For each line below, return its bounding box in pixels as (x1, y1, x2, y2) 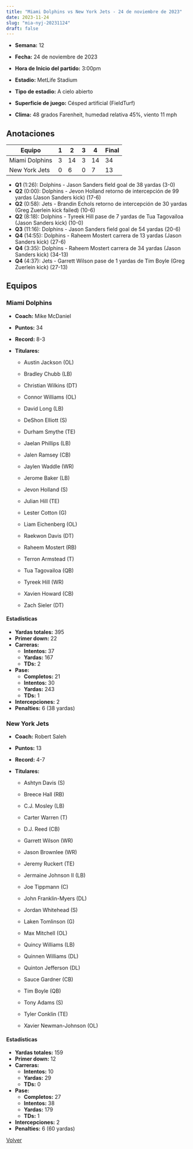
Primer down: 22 (14, 634, 58, 642)
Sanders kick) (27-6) (14, 238, 66, 245)
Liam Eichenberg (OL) (23, 520, 77, 528)
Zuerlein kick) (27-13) (14, 264, 68, 271)
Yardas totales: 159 (14, 1049, 64, 1056)
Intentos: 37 (23, 647, 55, 654)
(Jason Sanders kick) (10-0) (14, 219, 84, 227)
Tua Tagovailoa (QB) (23, 566, 74, 574)
